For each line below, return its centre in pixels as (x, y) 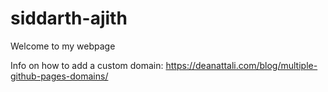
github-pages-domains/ (59, 76)
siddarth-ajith (69, 18)
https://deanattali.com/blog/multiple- (241, 65)
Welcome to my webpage (63, 46)
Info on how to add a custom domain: (87, 65)
